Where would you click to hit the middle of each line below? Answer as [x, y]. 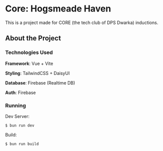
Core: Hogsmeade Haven [58, 9]
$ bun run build [22, 144]
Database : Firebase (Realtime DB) [40, 82]
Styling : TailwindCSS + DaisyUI [37, 73]
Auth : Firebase [20, 92]
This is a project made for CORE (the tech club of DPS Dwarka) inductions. [82, 22]
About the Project [33, 38]
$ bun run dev [20, 125]
